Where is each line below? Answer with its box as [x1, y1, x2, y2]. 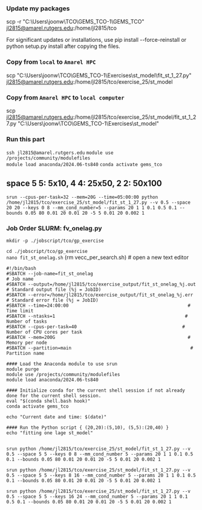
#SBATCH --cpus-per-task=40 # [6, 324, 186, 330]
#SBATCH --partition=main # [6, 345, 194, 351]
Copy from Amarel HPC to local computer [6, 93, 125, 101]
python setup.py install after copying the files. [6, 42, 120, 50]
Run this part [6, 135, 45, 143]
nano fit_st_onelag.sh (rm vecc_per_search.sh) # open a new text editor [6, 253, 189, 261]
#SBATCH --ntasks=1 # [6, 314, 188, 320]
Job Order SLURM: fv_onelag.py [6, 224, 102, 232]
